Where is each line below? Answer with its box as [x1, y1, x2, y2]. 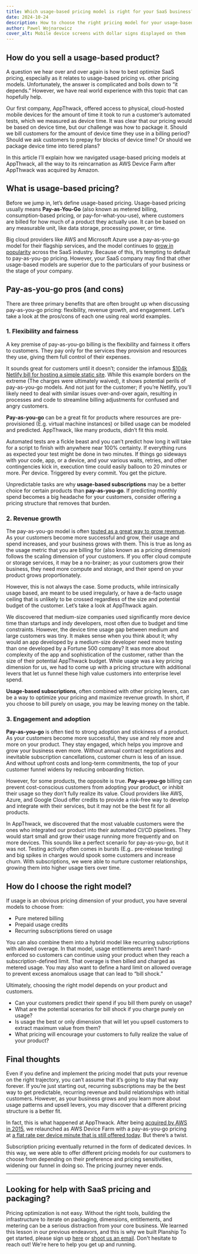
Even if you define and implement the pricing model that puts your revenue [6, 1070, 188, 1077]
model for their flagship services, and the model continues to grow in [6, 242, 174, 249]
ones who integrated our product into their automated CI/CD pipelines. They [6, 827, 191, 834]
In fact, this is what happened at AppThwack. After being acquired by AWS [6, 1119, 187, 1126]
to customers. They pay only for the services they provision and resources [6, 347, 187, 354]
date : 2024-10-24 [6, 14, 49, 20]
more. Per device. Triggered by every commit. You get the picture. [6, 469, 167, 476]
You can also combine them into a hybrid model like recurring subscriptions [6, 939, 190, 946]
